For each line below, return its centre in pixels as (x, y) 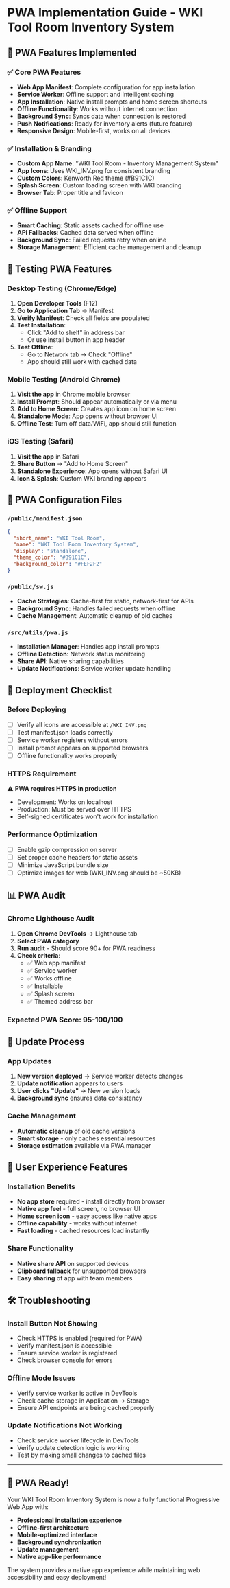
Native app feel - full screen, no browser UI (78, 1209)
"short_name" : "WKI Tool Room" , (60, 538)
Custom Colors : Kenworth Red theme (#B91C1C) (86, 178)
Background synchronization (59, 1542)
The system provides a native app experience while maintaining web (104, 1569)
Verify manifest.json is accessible (64, 1346)
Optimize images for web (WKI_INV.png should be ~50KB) (99, 873)
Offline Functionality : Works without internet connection (97, 108)
